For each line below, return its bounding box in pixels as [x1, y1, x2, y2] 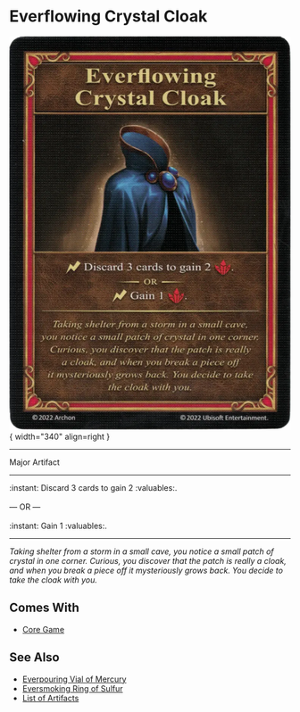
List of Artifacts [21, 692, 79, 703]
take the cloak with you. [9, 574, 98, 585]
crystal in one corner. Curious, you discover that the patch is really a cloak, [9, 555, 287, 566]
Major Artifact [9, 457, 61, 468]
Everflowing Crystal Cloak [9, 6, 208, 27]
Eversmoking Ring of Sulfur [21, 683, 123, 693]
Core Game [21, 624, 65, 634]
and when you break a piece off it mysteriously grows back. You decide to [9, 565, 284, 575]
